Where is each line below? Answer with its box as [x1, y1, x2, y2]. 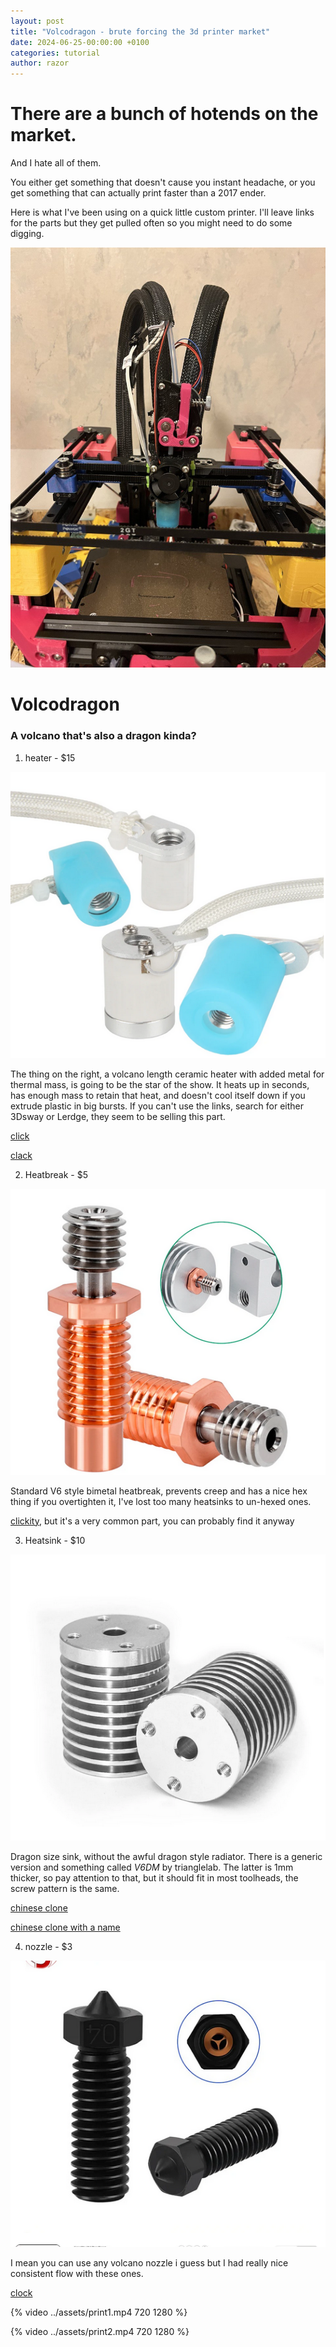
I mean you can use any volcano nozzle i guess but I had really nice [10, 2256, 289, 2269]
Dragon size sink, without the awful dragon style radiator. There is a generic [10, 1850, 323, 1862]
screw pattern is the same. [10, 1882, 120, 1894]
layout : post [10, 16, 65, 26]
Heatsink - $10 [24, 1534, 86, 1546]
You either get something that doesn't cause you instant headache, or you [10, 176, 316, 189]
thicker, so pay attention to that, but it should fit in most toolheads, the [10, 1871, 299, 1884]
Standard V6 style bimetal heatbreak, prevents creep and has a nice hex [10, 1485, 308, 1497]
